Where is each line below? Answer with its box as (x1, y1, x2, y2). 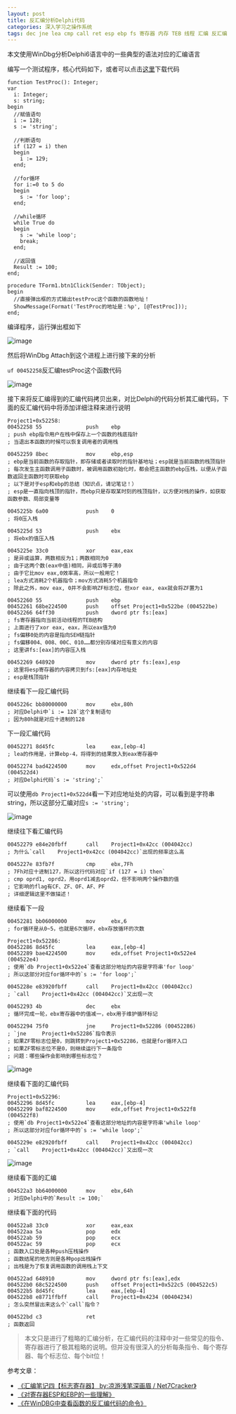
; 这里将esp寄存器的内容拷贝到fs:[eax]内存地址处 (7, 667, 138, 674)
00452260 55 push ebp (7, 597, 121, 604)
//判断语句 (13, 137, 41, 144)
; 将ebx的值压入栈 (7, 535, 55, 542)
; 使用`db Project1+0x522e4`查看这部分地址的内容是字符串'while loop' (7, 1120, 202, 1127)
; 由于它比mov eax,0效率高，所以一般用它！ (7, 570, 121, 577)
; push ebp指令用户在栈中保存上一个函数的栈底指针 (7, 431, 138, 438)
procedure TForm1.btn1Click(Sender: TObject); (7, 282, 146, 289)
